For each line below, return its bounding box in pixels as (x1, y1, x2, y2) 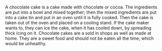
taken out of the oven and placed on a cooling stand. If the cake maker (5, 20, 150, 25)
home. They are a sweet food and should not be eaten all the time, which (5, 35, 154, 41)
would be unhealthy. (5, 41, 47, 46)
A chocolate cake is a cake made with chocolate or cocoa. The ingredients (5, 4, 158, 10)
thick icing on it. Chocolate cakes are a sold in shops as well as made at (5, 30, 152, 36)
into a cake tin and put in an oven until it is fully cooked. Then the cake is (5, 15, 154, 20)
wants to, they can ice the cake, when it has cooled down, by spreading (5, 25, 152, 31)
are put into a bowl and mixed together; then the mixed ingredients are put (5, 9, 157, 15)
